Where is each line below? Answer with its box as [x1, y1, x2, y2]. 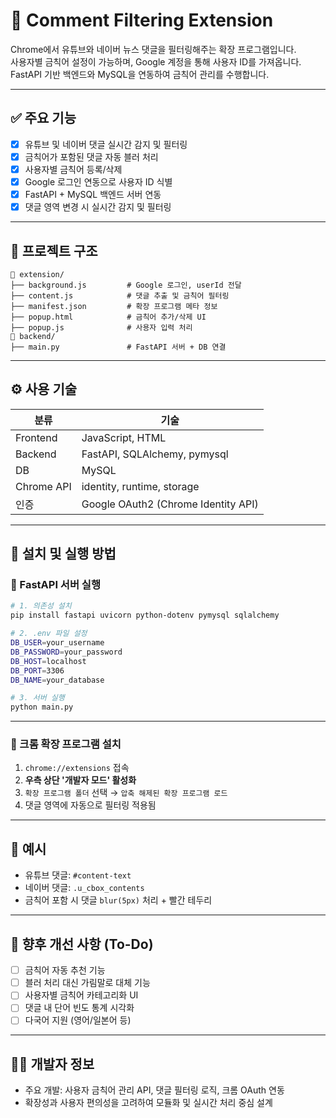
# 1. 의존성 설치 [10, 601, 72, 611]
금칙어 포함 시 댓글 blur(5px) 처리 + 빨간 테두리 [24, 894, 213, 906]
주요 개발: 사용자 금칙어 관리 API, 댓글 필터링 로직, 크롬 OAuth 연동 [24, 1084, 285, 1096]
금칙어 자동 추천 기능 [24, 964, 106, 976]
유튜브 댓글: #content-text [24, 869, 132, 881]
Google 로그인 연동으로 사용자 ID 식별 [24, 175, 173, 188]
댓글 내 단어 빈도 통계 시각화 [24, 1002, 135, 1014]
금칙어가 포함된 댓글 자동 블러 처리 [24, 150, 159, 163]
